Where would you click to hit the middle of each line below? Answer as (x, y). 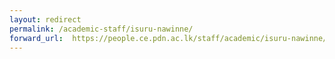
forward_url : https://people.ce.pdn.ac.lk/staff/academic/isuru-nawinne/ (168, 38)
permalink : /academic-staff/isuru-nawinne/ (101, 29)
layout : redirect (45, 19)
